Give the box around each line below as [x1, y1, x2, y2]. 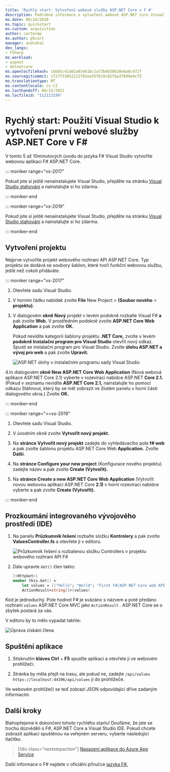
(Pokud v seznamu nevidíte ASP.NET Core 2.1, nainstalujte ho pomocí [5, 380, 151, 386]
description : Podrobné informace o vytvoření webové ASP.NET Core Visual [5, 12, 165, 17]
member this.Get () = [12, 578, 56, 583]
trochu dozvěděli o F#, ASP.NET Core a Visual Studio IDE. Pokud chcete [5, 725, 156, 731]
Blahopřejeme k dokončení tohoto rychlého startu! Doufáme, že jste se [5, 720, 153, 726]
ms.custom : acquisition [5, 26, 56, 32]
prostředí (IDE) [5, 519, 52, 528]
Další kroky [5, 706, 42, 715]
